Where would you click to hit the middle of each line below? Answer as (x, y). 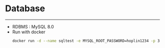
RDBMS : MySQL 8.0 (33, 26)
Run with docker (29, 32)
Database (25, 9)
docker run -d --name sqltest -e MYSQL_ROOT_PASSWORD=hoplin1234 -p (84, 41)
